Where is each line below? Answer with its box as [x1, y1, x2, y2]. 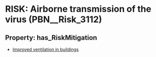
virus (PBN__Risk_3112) [5, 14, 103, 25]
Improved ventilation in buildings [12, 47, 79, 52]
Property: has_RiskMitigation [5, 33, 98, 42]
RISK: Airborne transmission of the [5, 3, 152, 15]
